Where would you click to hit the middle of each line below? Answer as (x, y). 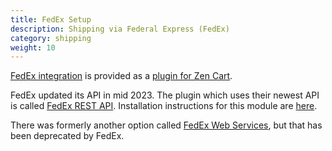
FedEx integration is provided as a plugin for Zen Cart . (121, 76)
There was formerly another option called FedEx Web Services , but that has (166, 125)
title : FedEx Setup (51, 19)
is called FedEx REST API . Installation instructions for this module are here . (164, 106)
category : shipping (51, 38)
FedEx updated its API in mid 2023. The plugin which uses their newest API (165, 95)
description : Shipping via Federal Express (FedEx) (120, 29)
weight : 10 (33, 47)
